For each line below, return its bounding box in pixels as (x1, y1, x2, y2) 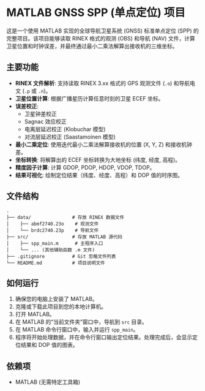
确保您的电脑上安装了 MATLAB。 (15, 295, 98, 303)
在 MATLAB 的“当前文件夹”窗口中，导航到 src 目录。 (15, 318, 148, 325)
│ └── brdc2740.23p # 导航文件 (6, 227, 99, 233)
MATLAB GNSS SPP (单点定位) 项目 (6, 6, 185, 20)
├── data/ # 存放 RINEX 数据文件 (6, 214, 124, 221)
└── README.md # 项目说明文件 (6, 260, 105, 266)
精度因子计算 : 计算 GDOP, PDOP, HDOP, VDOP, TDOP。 (15, 164, 155, 171)
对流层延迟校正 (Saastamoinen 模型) (24, 133, 116, 140)
